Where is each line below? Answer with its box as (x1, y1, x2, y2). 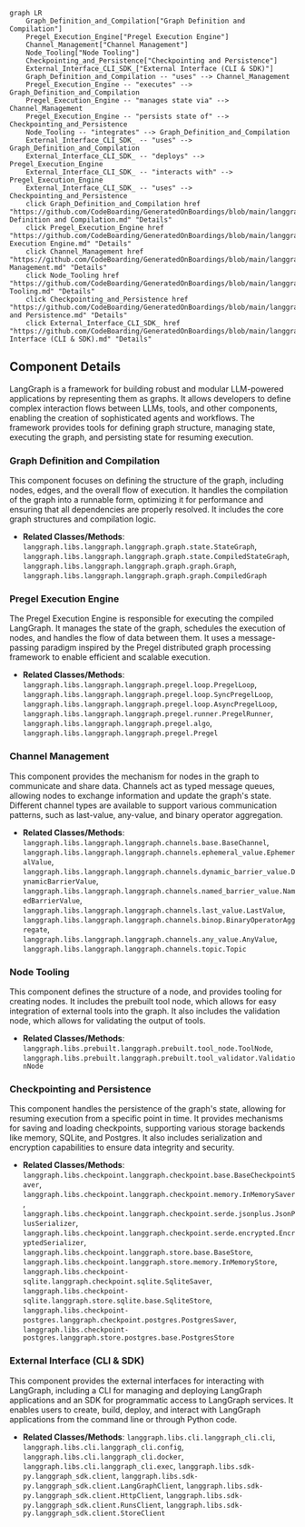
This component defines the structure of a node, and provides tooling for (9, 986, 283, 997)
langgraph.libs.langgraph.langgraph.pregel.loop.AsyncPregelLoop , (22, 698, 278, 709)
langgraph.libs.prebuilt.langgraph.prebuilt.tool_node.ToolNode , (22, 1043, 274, 1053)
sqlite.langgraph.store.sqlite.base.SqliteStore (22, 1296, 211, 1306)
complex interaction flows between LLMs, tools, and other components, (9, 403, 279, 414)
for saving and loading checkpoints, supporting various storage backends (9, 1123, 286, 1133)
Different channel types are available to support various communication (9, 800, 277, 811)
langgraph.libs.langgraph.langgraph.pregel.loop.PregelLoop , (22, 679, 257, 690)
